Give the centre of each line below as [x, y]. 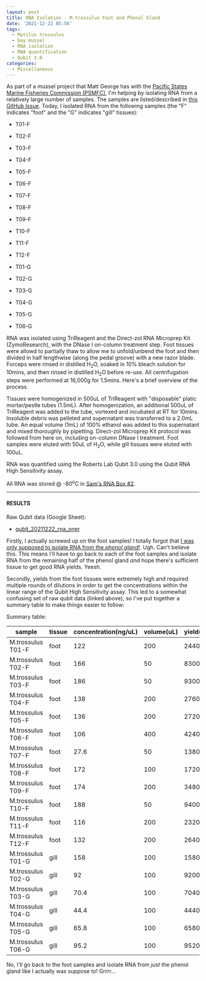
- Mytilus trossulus [38, 35]
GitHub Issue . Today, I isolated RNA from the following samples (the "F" [97, 106]
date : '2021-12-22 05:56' [39, 23]
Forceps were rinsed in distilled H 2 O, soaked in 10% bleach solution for [96, 365]
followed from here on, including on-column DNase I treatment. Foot [93, 437]
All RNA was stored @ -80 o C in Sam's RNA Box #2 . [71, 483]
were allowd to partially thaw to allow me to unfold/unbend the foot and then [103, 351]
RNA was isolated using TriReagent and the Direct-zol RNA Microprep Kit [98, 338]
